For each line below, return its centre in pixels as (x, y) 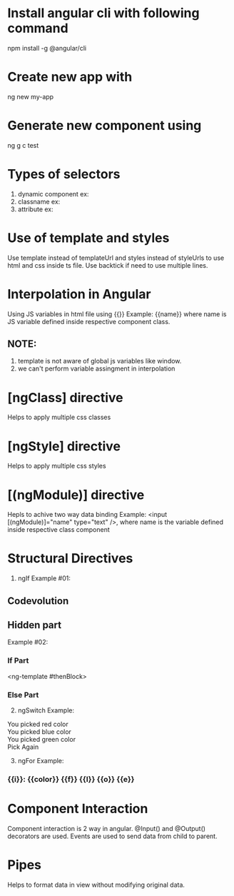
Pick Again (23, 747)
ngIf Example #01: (44, 578)
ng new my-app (31, 96)
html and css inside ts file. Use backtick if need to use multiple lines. (108, 265)
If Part (18, 660)
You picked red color (38, 724)
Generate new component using (105, 126)
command (38, 28)
